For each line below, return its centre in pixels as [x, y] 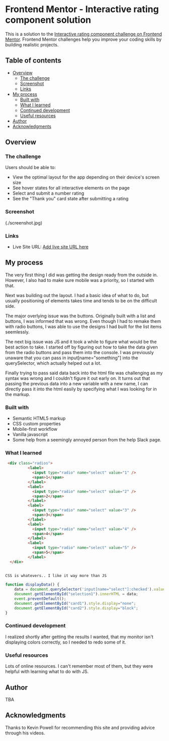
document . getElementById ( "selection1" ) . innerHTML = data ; [76, 594]
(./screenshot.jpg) [24, 222]
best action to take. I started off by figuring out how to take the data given [81, 347]
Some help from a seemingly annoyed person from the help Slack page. [87, 440]
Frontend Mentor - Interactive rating [82, 9]
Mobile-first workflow [35, 429]
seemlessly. [18, 332]
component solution [48, 20]
